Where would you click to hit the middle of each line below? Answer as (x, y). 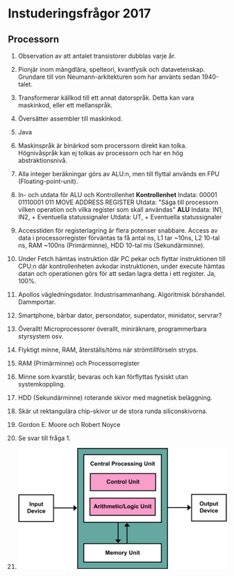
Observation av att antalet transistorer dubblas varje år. (97, 56)
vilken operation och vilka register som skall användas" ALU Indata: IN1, (120, 210)
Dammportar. (37, 302)
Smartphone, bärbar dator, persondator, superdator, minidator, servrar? (120, 315)
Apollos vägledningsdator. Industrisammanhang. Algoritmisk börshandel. (122, 294)
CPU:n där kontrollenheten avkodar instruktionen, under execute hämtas (121, 266)
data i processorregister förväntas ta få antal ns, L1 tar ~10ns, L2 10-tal (119, 238)
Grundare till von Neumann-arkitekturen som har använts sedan (109, 77)
